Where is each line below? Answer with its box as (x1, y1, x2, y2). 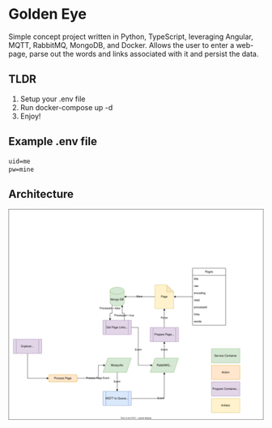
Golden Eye (8, 5, 87, 24)
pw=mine (8, 165, 35, 173)
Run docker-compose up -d (19, 102, 113, 112)
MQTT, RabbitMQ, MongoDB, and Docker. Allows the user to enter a (8, 40, 235, 49)
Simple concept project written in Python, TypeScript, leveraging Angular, (8, 32, 253, 41)
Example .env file (8, 135, 97, 148)
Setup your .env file (19, 94, 86, 104)
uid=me (8, 157, 31, 165)
